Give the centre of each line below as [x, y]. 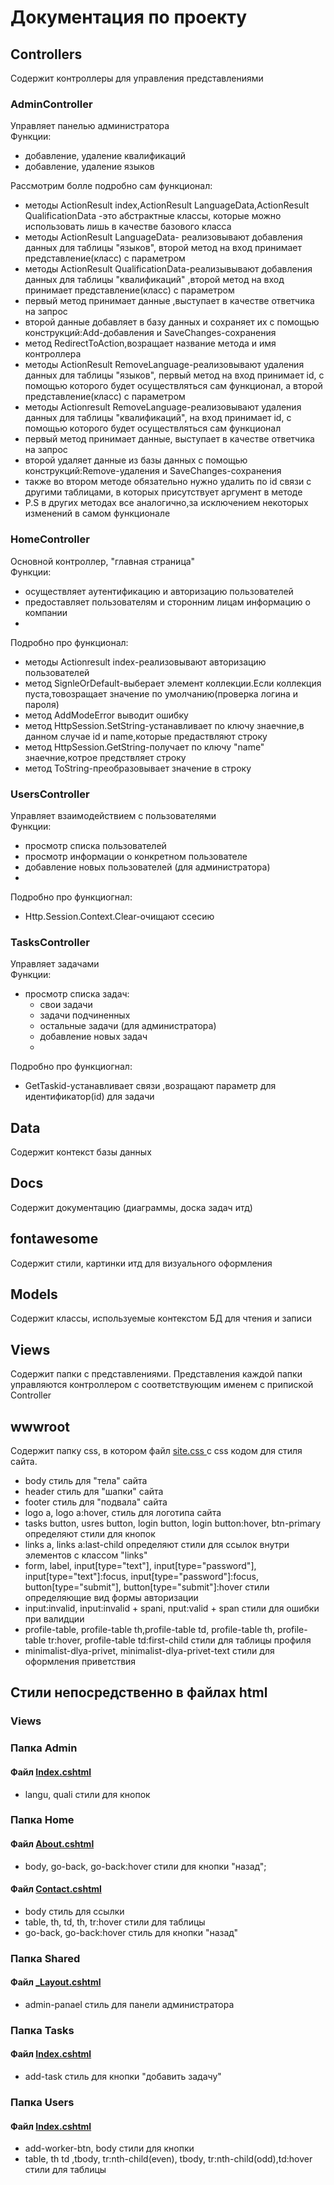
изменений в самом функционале [97, 513]
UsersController [50, 794]
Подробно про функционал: [69, 642]
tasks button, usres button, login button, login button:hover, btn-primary [173, 1523]
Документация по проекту [128, 17]
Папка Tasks [42, 2030]
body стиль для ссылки [74, 1911]
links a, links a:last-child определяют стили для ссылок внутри [157, 1545]
